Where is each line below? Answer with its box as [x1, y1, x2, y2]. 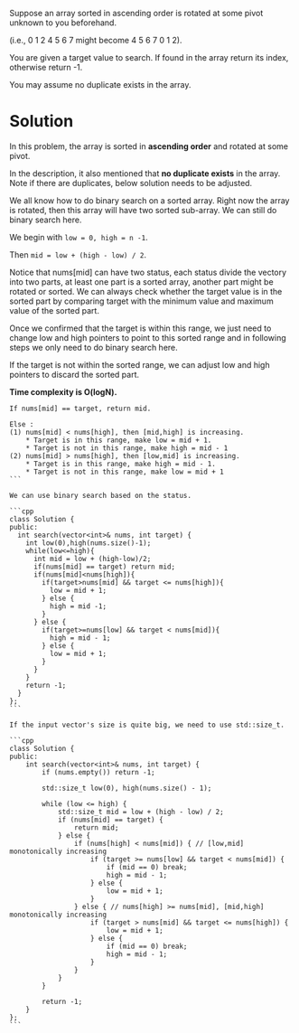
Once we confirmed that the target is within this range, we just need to [9, 323, 272, 333]
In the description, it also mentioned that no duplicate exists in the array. [9, 167, 281, 179]
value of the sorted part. [9, 305, 99, 315]
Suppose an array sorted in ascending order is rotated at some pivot [9, 8, 264, 18]
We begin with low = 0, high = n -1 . [9, 231, 148, 242]
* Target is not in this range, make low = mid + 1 [25, 467, 224, 476]
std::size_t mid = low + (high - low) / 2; [57, 807, 224, 816]
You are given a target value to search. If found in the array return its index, [9, 52, 289, 62]
